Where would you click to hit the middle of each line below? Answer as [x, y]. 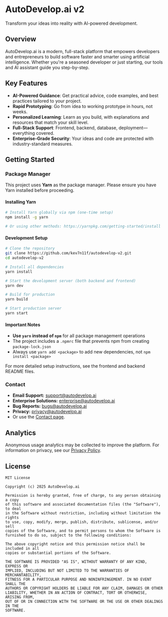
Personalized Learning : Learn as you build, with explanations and [81, 117]
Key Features [26, 84]
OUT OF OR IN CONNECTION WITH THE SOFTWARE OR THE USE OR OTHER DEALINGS [84, 602]
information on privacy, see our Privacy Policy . [53, 450]
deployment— [133, 128]
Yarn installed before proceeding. [40, 190]
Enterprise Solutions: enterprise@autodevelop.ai [64, 401]
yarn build [17, 299]
